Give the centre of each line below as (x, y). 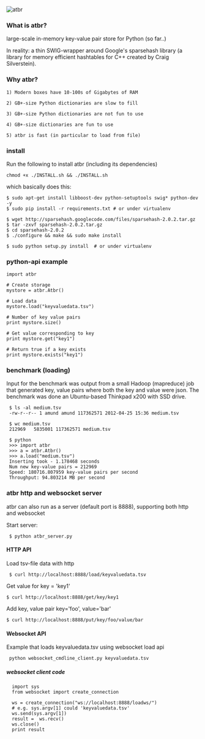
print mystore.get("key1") (41, 339)
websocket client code (36, 671)
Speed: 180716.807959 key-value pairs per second (73, 473)
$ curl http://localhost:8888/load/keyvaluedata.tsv (78, 575)
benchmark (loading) (38, 370)
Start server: (22, 525)
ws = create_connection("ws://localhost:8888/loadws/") (84, 703)
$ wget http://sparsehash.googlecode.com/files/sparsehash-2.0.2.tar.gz (101, 219)
